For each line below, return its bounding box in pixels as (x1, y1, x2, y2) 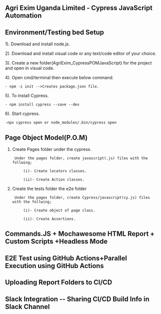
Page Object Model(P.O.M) (5, 133, 88, 142)
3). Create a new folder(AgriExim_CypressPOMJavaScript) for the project (5, 60, 152, 66)
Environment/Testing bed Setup (5, 28, 104, 36)
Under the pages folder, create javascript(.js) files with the (14, 156, 148, 161)
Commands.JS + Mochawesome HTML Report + (5, 230, 155, 238)
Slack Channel (5, 302, 50, 311)
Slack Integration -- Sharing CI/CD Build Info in (5, 295, 150, 303)
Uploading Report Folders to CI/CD (5, 278, 112, 287)
